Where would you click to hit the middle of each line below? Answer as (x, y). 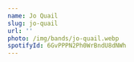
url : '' (20, 31)
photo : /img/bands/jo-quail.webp (63, 38)
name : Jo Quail (33, 16)
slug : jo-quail (33, 23)
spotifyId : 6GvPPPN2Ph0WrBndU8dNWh (67, 46)
